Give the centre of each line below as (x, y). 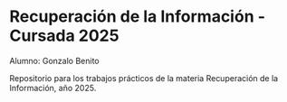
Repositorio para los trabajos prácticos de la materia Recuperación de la (144, 78)
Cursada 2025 (64, 36)
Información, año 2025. (53, 88)
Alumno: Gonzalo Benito (54, 60)
